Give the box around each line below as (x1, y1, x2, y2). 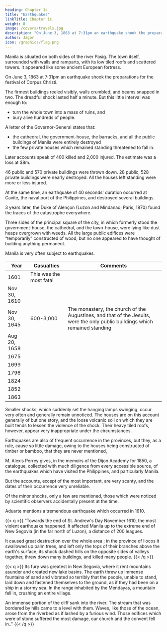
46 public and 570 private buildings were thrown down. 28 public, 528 (5, 169, 149, 175)
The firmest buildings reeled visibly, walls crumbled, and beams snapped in (5, 88, 160, 95)
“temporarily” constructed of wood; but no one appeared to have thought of (5, 235, 161, 241)
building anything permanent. (5, 240, 66, 246)
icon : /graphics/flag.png (5, 40, 59, 45)
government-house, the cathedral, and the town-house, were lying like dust (5, 224, 160, 230)
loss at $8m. (5, 159, 31, 165)
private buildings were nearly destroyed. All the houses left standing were (5, 174, 156, 180)
